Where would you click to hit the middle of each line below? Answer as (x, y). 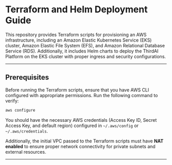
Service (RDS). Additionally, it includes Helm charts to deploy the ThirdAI (82, 51)
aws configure (20, 110)
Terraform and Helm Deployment (77, 10)
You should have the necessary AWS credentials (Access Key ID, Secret (81, 120)
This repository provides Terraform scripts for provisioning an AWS (76, 34)
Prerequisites (27, 77)
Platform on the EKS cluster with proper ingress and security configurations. (86, 56)
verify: (12, 101)
